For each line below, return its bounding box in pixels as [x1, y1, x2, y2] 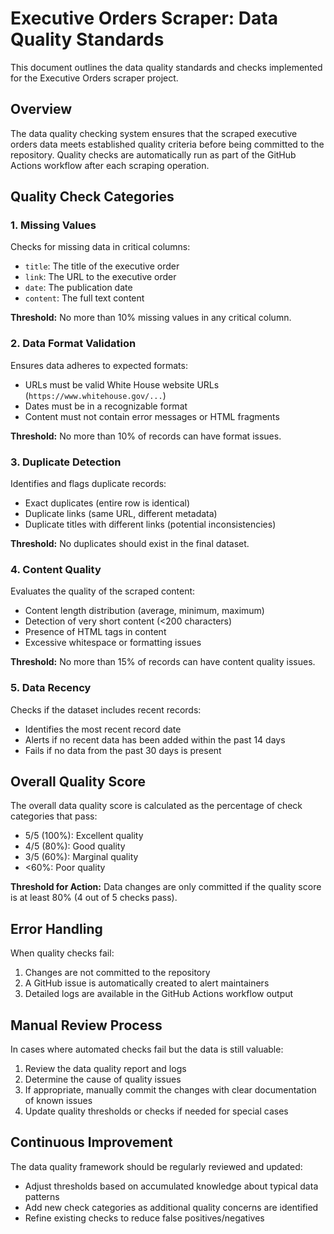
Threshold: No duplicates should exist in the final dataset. [10, 538, 250, 550]
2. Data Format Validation [10, 337, 137, 351]
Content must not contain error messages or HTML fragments [24, 410, 280, 422]
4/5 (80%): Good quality [24, 840, 126, 852]
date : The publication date [24, 282, 133, 294]
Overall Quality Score [10, 773, 146, 791]
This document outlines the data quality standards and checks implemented [10, 61, 323, 73]
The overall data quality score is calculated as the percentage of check [10, 800, 303, 812]
